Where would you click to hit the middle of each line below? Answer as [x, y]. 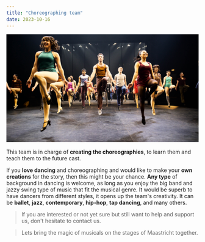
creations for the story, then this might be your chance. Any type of [92, 176]
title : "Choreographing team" [45, 13]
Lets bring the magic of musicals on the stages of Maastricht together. [110, 233]
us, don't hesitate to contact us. [61, 221]
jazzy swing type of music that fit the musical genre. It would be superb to [100, 190]
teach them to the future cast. [44, 158]
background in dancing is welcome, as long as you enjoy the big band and [100, 183]
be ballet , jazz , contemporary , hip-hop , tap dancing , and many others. [97, 202]
